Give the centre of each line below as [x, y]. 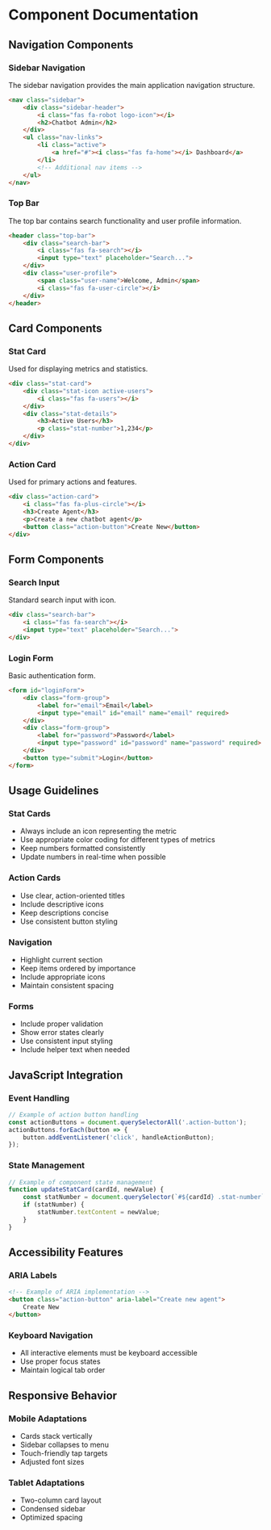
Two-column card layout [60, 1500]
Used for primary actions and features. [73, 482]
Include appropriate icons [63, 977]
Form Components [56, 559]
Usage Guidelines [54, 791]
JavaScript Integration [66, 1075]
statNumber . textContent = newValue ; [99, 1213]
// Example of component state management [81, 1182]
